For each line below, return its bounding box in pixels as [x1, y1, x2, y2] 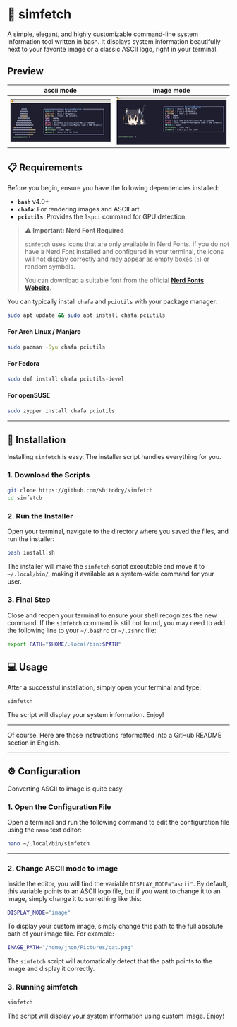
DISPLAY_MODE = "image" [7, 909, 71, 917]
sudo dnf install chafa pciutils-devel [7, 376, 125, 383]
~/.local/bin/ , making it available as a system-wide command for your [7, 569, 214, 579]
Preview [7, 65, 44, 77]
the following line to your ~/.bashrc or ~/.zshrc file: [7, 626, 157, 634]
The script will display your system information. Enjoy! [7, 711, 164, 719]
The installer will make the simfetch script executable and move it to [7, 562, 205, 571]
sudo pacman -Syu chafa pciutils [7, 344, 106, 351]
